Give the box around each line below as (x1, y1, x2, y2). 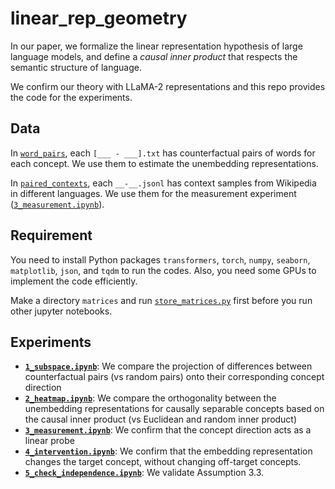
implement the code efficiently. (10, 275, 138, 287)
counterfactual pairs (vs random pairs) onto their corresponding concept (24, 371, 325, 383)
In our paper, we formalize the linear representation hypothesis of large (10, 40, 303, 52)
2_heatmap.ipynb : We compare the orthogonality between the (24, 392, 277, 404)
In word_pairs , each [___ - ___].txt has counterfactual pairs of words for (10, 147, 316, 159)
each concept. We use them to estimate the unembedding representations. (10, 157, 319, 169)
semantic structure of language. (10, 61, 142, 73)
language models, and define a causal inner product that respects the (10, 50, 298, 62)
